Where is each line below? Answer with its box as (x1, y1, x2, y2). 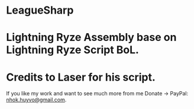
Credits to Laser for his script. (6, 70, 156, 84)
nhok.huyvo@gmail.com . (6, 96, 67, 104)
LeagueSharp (6, 4, 74, 17)
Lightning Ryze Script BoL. (6, 43, 139, 57)
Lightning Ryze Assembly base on (6, 31, 177, 44)
